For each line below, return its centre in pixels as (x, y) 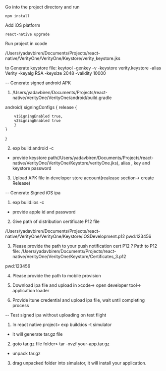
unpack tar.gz (26, 354)
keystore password (32, 168)
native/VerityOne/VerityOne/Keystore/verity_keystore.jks (63, 58)
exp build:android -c (33, 148)
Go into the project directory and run (43, 7)
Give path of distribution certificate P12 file (56, 221)
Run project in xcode (26, 44)
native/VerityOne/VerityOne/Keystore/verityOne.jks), (66, 163)
